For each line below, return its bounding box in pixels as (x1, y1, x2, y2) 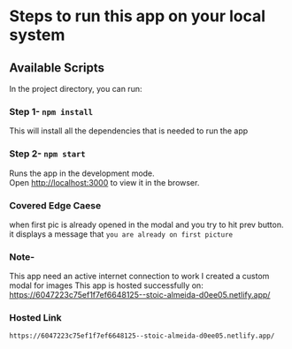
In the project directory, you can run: (9, 84, 142, 94)
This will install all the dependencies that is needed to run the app (9, 125, 249, 136)
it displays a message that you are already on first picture (9, 228, 233, 239)
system (9, 25, 65, 45)
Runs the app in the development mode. (9, 168, 155, 178)
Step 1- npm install (9, 105, 94, 118)
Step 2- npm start (9, 148, 86, 160)
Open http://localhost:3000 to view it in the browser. (9, 177, 200, 187)
